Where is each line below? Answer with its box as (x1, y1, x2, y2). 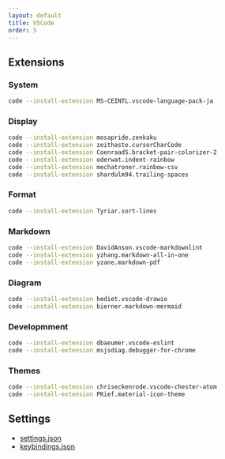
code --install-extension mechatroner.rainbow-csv (8, 163, 178, 171)
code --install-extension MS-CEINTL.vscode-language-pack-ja (8, 97, 214, 105)
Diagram (8, 277, 42, 288)
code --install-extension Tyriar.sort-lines (8, 207, 157, 215)
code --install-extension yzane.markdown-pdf (8, 258, 160, 266)
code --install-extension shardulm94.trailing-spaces (8, 171, 189, 179)
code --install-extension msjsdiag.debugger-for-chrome (8, 346, 196, 354)
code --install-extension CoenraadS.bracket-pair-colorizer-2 (8, 148, 217, 156)
